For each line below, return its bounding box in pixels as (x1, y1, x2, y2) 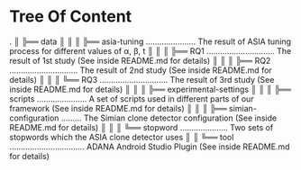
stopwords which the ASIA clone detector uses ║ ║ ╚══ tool (9, 131, 234, 142)
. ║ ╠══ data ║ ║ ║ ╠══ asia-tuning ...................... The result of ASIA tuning (9, 36, 291, 47)
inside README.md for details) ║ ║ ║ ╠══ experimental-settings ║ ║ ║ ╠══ (9, 84, 291, 94)
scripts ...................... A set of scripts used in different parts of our (9, 93, 254, 104)
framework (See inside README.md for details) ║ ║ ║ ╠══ (9, 103, 227, 113)
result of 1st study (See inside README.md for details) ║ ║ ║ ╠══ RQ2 (9, 55, 271, 66)
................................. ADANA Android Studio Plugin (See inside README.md (9, 141, 290, 152)
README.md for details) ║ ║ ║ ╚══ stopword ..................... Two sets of (9, 121, 274, 132)
